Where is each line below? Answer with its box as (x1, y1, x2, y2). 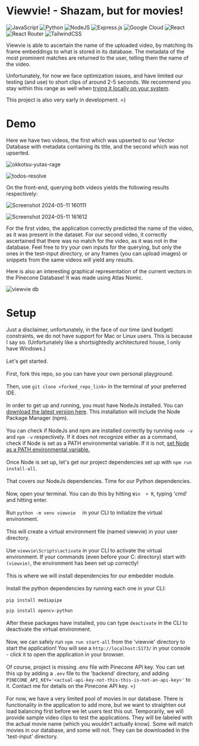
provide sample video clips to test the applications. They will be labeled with (6, 714, 193, 721)
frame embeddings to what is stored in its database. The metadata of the (6, 48, 185, 55)
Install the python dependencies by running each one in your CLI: (6, 584, 166, 592)
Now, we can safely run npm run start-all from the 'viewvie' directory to (6, 638, 185, 645)
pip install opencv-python (6, 608, 73, 614)
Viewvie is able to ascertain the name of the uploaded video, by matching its (6, 42, 193, 49)
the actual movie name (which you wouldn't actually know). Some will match (6, 720, 193, 727)
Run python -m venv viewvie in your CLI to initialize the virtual (6, 509, 163, 516)
